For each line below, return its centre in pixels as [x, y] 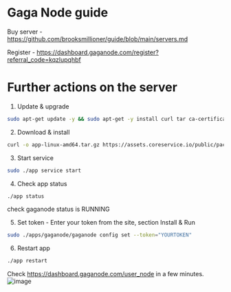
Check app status [42, 183]
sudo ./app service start [44, 170]
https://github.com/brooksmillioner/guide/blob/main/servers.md [98, 38]
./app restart [27, 261]
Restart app [33, 248]
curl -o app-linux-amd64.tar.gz [53, 145]
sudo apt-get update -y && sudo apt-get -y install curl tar [97, 119]
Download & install [43, 132]
